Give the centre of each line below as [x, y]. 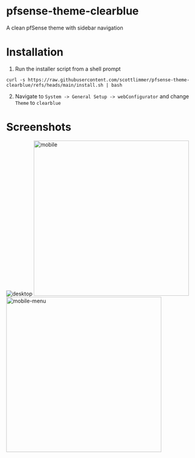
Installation [35, 52]
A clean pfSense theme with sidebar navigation [65, 28]
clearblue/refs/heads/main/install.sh [55, 85]
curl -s [16, 80]
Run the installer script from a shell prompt [68, 69]
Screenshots [39, 127]
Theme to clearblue [38, 102]
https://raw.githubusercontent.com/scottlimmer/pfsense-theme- [109, 80]
